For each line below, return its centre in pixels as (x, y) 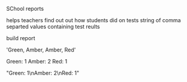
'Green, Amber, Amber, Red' (41, 50)
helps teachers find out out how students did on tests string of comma (93, 20)
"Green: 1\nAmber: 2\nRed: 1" (43, 73)
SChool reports (25, 9)
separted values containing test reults (53, 27)
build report (21, 38)
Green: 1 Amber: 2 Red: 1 (37, 61)
